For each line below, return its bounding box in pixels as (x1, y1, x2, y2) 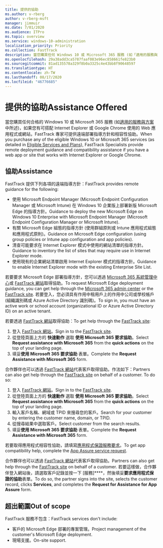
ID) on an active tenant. (5, 308, 52, 314)
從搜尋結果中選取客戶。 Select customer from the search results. (12, 421, 141, 427)
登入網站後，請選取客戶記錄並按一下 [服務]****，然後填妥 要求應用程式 (9, 470, 150, 476)
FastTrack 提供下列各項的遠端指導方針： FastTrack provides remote (5, 181, 139, 187)
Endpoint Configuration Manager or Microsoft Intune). (12, 219, 120, 225)
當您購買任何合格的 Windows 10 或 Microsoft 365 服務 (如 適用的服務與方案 (5, 119, 154, 124)
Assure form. (5, 487, 32, 493)
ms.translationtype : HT (5, 66, 53, 71)
